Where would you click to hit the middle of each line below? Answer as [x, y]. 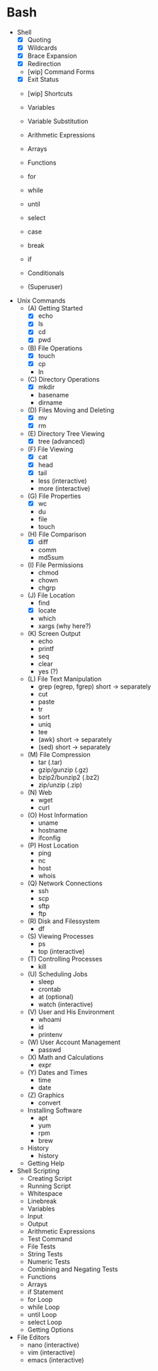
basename [53, 395]
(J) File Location [51, 595]
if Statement [45, 1292]
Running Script [49, 1186]
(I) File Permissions [56, 565]
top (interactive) [61, 952]
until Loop [42, 1315]
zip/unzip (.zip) [60, 785]
